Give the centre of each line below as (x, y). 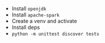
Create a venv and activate (44, 21)
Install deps (26, 27)
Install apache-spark (36, 15)
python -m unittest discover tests (55, 34)
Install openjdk (29, 9)
